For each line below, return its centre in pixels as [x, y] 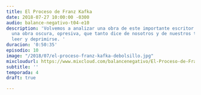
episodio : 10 [22, 50]
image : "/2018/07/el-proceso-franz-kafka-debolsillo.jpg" [80, 56]
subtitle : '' [22, 67]
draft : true [21, 78]
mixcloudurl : [22, 61]
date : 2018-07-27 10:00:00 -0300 [48, 17]
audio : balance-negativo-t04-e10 [48, 23]
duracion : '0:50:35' [32, 45]
